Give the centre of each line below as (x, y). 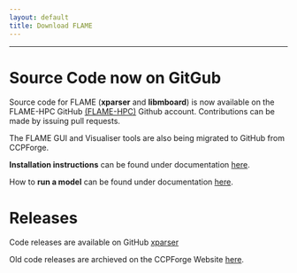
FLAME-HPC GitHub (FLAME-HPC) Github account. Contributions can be (142, 112)
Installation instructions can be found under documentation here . (129, 165)
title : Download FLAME (51, 26)
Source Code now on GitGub (115, 78)
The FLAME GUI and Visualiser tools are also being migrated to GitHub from (147, 138)
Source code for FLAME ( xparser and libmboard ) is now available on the (142, 102)
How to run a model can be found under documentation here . (122, 182)
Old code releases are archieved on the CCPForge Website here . (127, 260)
